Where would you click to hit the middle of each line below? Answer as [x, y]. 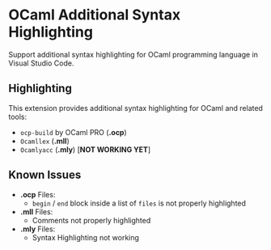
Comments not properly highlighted [91, 220]
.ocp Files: [38, 194]
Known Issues [45, 175]
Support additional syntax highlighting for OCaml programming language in [133, 54]
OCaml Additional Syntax [94, 15]
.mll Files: [36, 211]
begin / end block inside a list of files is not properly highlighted [139, 203]
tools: [18, 117]
